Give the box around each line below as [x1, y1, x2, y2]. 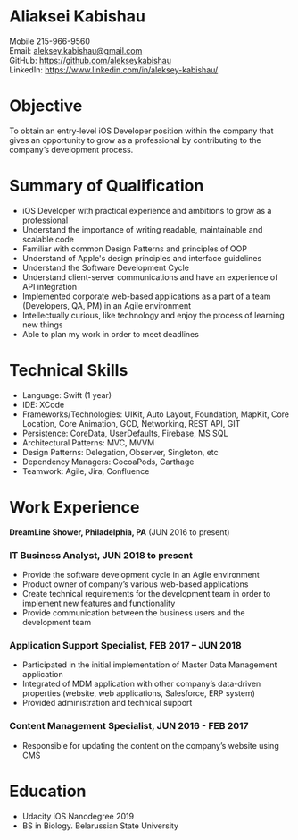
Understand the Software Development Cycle [21, 262, 190, 273]
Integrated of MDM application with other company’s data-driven [21, 678, 261, 690]
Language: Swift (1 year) [21, 389, 112, 400]
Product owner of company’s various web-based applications [21, 579, 249, 590]
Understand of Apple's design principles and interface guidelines [21, 252, 262, 263]
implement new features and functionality [21, 598, 176, 608]
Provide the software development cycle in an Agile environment [21, 569, 261, 580]
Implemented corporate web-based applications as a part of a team [21, 291, 271, 301]
